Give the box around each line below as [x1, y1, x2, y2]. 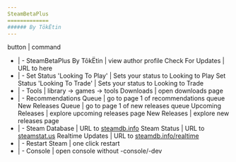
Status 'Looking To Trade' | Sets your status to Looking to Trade [17, 79, 203, 88]
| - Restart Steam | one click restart [17, 139, 120, 148]
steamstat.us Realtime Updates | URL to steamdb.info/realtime [17, 132, 199, 140]
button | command [7, 43, 61, 52]
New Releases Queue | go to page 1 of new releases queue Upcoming [17, 102, 221, 110]
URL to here [17, 64, 53, 73]
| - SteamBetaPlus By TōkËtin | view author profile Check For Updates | [17, 57, 225, 65]
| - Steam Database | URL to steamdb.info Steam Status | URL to [17, 125, 205, 133]
